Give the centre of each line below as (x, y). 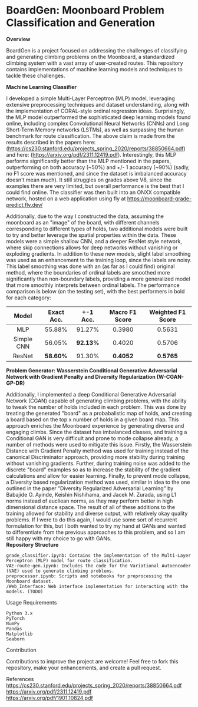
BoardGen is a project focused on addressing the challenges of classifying (97, 50)
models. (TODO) (25, 592)
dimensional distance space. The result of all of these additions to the (91, 507)
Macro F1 (123, 312)
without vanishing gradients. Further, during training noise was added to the (98, 463)
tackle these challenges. (36, 75)
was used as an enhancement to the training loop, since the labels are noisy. (99, 260)
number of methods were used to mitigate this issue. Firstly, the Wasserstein (99, 444)
